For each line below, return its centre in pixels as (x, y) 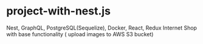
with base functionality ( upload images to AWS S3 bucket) (80, 34)
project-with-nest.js (59, 11)
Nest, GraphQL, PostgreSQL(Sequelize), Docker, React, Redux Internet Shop (102, 28)
